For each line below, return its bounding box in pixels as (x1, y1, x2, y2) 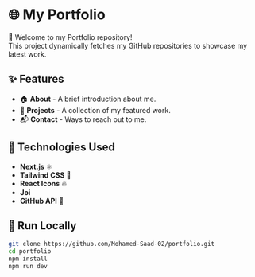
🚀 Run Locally (8, 219, 77, 232)
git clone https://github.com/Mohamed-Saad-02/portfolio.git (8, 240, 215, 248)
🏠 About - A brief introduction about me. (19, 94, 156, 103)
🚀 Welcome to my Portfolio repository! (8, 32, 133, 41)
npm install (8, 255, 48, 263)
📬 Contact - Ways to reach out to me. (19, 114, 147, 124)
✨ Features (8, 72, 64, 86)
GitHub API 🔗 (19, 196, 64, 205)
